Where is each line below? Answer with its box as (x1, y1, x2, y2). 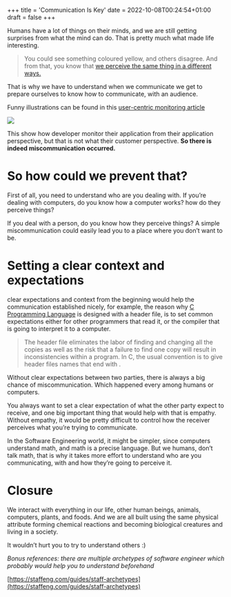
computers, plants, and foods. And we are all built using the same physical (7, 513, 219, 521)
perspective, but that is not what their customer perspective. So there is (7, 137, 212, 145)
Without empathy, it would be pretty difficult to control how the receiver (7, 416, 210, 424)
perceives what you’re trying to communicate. (7, 423, 138, 432)
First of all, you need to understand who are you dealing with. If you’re (7, 191, 207, 199)
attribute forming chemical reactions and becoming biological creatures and (7, 520, 223, 528)
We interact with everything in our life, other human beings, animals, (7, 505, 201, 514)
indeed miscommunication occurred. (7, 144, 116, 152)
